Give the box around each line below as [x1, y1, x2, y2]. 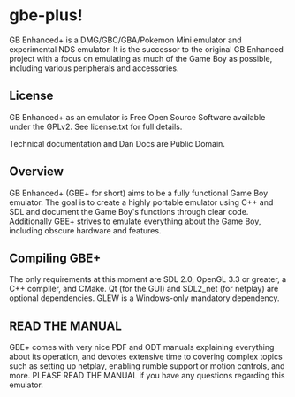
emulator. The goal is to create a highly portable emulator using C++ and [9, 196, 274, 208]
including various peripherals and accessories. [9, 63, 179, 73]
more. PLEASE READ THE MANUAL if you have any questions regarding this [9, 370, 285, 381]
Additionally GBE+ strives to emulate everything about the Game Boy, [9, 216, 261, 226]
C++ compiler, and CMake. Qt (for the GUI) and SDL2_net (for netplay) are [9, 284, 279, 294]
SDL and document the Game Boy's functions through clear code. [9, 206, 249, 217]
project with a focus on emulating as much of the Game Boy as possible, [9, 53, 273, 64]
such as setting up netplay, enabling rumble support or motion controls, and [9, 361, 285, 371]
